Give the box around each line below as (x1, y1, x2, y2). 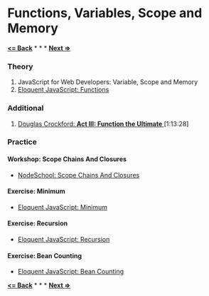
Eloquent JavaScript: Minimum (17, 203, 108, 211)
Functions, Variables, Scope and (7, 5, 203, 21)
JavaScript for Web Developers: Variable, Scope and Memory (17, 78, 198, 86)
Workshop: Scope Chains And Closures (7, 155, 127, 163)
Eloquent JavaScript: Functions (17, 86, 109, 94)
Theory (7, 61, 33, 71)
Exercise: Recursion (7, 219, 68, 228)
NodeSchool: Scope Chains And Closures (17, 170, 140, 179)
